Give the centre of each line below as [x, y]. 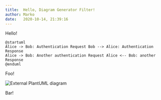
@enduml [13, 64]
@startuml [16, 42]
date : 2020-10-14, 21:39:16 [37, 19]
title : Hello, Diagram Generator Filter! [50, 10]
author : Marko [20, 14]
